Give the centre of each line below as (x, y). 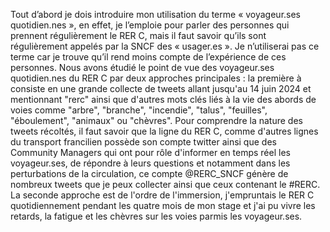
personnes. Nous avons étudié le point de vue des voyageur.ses (142, 67)
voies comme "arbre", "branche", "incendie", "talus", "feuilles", (139, 110)
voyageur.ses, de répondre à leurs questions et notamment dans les (150, 163)
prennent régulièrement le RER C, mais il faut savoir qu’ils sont (138, 35)
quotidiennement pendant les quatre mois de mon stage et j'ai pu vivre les (163, 205)
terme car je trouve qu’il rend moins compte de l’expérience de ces (148, 57)
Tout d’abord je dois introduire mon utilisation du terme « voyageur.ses (156, 14)
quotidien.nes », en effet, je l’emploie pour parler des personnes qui (150, 25)
